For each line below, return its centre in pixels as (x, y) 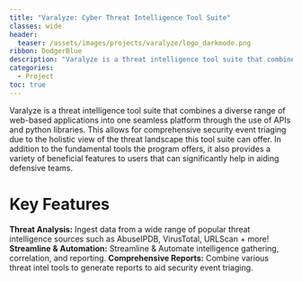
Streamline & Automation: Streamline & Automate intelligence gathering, (144, 248)
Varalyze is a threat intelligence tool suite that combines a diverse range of (147, 110)
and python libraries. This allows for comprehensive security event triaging (148, 129)
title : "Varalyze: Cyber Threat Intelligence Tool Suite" (120, 18)
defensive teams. (41, 168)
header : (24, 34)
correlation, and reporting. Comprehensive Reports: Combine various (139, 258)
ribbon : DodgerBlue (46, 51)
